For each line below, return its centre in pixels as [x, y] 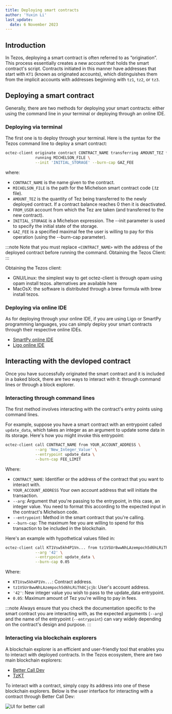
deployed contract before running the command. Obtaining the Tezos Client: [86, 252]
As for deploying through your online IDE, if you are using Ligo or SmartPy [83, 319]
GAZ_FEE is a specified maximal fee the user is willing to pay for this [83, 231]
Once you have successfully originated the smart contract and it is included [85, 373]
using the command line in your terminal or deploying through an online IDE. [85, 113]
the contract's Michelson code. [46, 512]
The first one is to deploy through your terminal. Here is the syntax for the [83, 138]
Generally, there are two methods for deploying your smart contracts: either [85, 108]
